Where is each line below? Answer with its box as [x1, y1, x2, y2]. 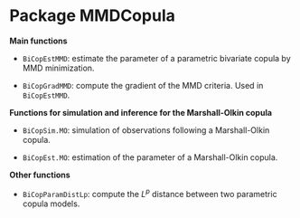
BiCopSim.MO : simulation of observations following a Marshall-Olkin [22, 124, 270, 136]
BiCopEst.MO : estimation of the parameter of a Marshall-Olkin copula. [22, 151, 278, 163]
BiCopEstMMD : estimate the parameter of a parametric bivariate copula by [22, 52, 291, 63]
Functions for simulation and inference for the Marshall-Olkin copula [9, 107, 273, 118]
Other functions [9, 169, 70, 180]
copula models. [22, 198, 80, 209]
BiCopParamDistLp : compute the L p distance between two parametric [22, 186, 277, 199]
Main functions [9, 35, 68, 46]
